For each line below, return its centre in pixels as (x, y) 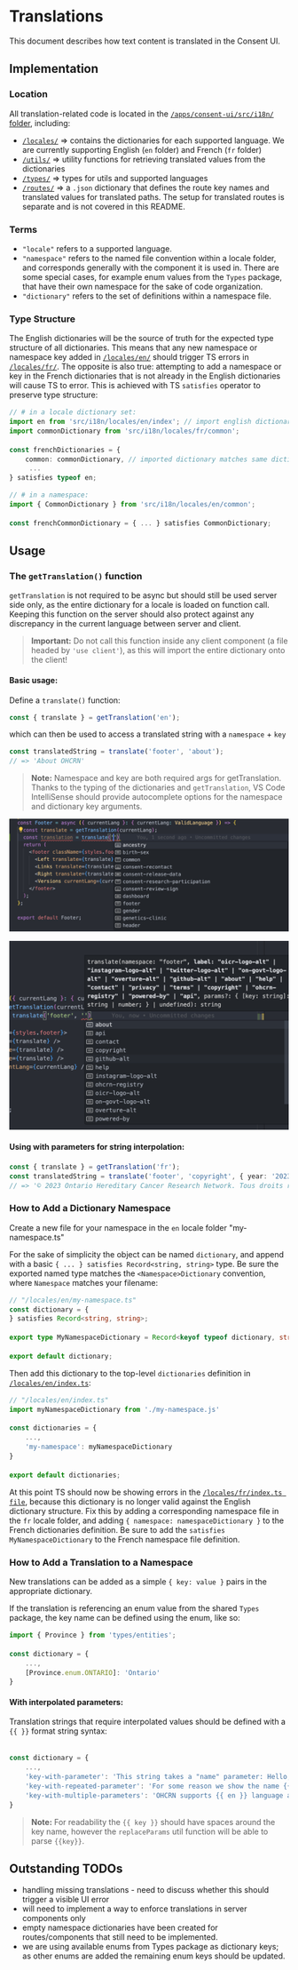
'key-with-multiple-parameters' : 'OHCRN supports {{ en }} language (154, 1795)
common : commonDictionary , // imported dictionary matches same (146, 459)
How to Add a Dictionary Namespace (90, 1208)
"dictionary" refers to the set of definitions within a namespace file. (147, 296)
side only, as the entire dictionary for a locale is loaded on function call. (140, 605)
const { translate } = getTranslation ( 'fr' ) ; (94, 1167)
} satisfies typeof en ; (53, 478)
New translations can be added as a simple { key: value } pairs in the (138, 1582)
